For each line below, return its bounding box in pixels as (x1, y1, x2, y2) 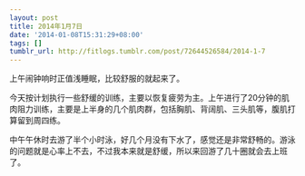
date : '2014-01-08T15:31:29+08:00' (9, 30, 144, 39)
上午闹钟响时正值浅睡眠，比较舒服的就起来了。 (9, 73, 184, 84)
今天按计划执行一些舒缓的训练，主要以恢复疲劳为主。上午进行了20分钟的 (9, 93, 282, 103)
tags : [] (9, 38, 43, 48)
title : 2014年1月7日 (9, 22, 84, 31)
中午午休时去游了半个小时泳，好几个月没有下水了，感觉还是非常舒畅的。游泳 (9, 134, 296, 145)
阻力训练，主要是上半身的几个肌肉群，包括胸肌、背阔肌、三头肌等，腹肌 (16, 103, 288, 114)
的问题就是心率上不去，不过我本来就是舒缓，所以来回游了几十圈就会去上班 (9, 146, 288, 157)
